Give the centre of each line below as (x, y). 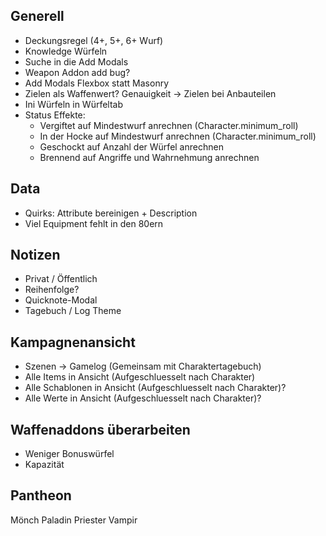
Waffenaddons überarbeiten (100, 429)
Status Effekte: (55, 115)
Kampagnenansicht (73, 342)
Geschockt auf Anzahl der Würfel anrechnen (131, 146)
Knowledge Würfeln (66, 51)
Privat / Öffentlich (61, 279)
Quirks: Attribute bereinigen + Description (111, 213)
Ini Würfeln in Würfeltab (74, 104)
